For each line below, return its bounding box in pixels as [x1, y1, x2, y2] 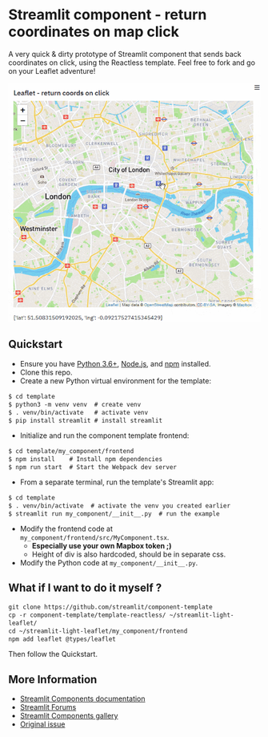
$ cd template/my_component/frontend [8, 447, 134, 455]
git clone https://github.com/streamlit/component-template [8, 603, 214, 611]
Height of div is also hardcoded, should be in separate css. [31, 549, 226, 559]
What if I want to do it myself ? [8, 581, 162, 595]
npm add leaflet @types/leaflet [8, 635, 116, 643]
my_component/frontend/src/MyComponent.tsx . [19, 532, 170, 542]
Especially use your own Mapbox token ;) [31, 541, 172, 550]
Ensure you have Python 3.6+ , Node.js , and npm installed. [19, 358, 211, 368]
